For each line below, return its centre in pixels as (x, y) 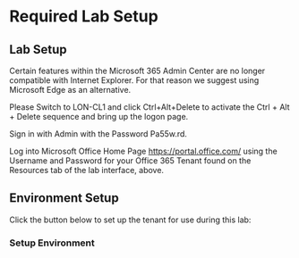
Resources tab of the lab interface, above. (86, 170)
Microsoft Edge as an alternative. (70, 90)
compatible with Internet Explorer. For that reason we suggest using (134, 80)
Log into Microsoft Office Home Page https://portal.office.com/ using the (143, 151)
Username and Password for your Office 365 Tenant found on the (130, 161)
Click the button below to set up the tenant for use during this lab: (130, 220)
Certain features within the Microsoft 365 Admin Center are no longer (137, 71)
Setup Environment (52, 243)
